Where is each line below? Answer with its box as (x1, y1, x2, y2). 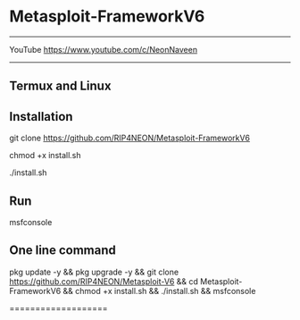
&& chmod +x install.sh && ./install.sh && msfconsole (62, 285, 256, 296)
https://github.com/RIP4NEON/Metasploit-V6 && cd (9, 275, 199, 287)
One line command (9, 243, 116, 258)
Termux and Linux (9, 79, 112, 94)
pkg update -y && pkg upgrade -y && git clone (9, 266, 179, 277)
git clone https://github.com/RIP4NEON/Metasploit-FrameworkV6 (9, 132, 250, 144)
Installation (9, 109, 73, 124)
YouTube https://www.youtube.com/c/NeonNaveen (9, 44, 198, 55)
